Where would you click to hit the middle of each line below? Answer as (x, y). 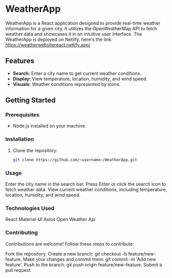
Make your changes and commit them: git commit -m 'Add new (90, 259)
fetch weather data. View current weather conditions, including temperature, (86, 189)
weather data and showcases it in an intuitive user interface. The (74, 34)
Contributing (22, 232)
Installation (20, 139)
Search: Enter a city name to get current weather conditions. (77, 73)
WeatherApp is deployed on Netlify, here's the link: (59, 39)
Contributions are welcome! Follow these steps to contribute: (70, 244)
